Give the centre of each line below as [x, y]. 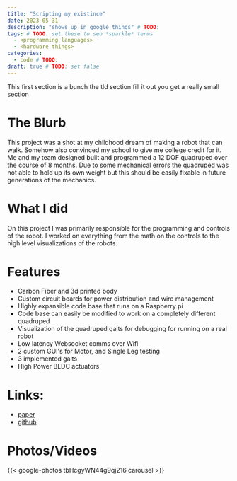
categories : [25, 54]
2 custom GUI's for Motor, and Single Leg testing [89, 352]
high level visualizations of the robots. [63, 243]
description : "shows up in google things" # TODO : [83, 27]
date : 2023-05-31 [33, 21]
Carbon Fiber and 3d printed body [68, 291]
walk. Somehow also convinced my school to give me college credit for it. [115, 150]
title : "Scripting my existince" [57, 14]
